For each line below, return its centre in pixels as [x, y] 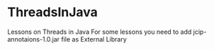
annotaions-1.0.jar [34, 39]
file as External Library [94, 39]
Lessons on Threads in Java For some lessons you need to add [100, 32]
